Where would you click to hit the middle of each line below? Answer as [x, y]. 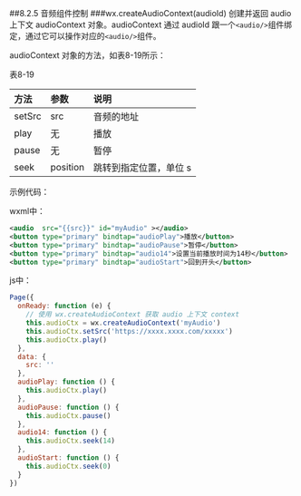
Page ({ [22, 297]
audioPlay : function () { [67, 382]
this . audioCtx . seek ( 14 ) [71, 441]
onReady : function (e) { [64, 306]
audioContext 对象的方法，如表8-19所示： [87, 55]
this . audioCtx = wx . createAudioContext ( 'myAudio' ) [123, 323]
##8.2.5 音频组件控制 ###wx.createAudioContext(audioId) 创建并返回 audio [150, 13]
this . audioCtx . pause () [68, 415]
